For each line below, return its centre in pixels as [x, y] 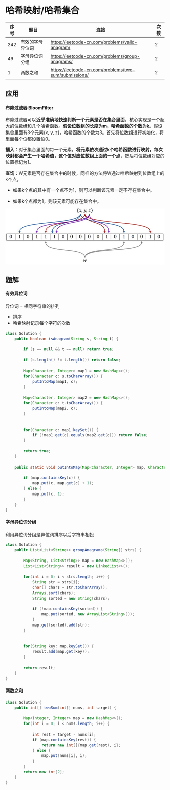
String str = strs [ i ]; [56, 582]
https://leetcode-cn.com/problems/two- [93, 70]
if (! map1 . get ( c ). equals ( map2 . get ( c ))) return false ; [90, 435]
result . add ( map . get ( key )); [61, 652]
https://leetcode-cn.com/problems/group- [95, 56]
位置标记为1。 [19, 162]
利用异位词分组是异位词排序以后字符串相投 [50, 534]
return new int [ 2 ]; [44, 772]
